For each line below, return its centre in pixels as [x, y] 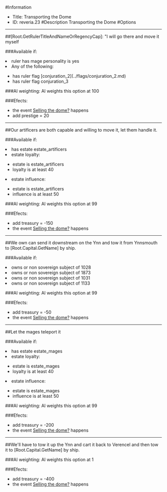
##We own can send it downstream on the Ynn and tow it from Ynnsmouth [82, 243]
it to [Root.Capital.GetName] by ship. [42, 450]
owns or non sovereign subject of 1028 [51, 267]
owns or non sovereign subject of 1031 [51, 278]
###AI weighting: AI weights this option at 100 [52, 91]
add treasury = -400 [33, 479]
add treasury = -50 [32, 312]
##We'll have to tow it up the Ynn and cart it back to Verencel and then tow [82, 445]
